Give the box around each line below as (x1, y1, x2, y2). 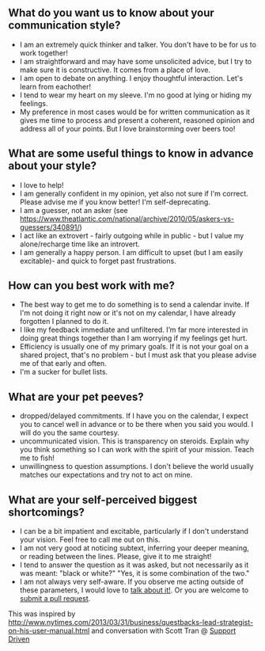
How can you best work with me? (8, 279, 176, 292)
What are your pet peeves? (8, 390, 144, 403)
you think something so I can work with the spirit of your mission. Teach (19, 445, 255, 455)
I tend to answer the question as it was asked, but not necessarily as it (19, 560, 249, 569)
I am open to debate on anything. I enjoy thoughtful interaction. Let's (19, 73, 244, 82)
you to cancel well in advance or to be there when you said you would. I (19, 420, 254, 429)
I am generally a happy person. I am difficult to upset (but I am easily (19, 247, 244, 257)
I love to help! (19, 180, 64, 189)
